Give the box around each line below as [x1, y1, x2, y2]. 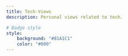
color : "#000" [17, 41, 52, 47]
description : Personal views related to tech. [6, 14, 123, 20]
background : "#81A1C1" [17, 36, 73, 42]
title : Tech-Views [6, 8, 52, 15]
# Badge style [6, 25, 41, 31]
